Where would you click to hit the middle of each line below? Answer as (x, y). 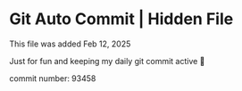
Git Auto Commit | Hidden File (121, 19)
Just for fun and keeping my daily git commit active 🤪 (107, 61)
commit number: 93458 (53, 78)
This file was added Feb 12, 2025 (70, 44)
